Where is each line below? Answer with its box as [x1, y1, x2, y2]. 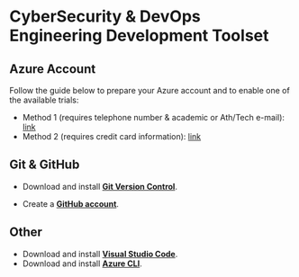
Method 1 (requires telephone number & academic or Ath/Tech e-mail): [22, 112, 285, 122]
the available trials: [9, 94, 79, 105]
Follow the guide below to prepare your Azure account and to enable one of [9, 85, 290, 95]
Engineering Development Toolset [9, 25, 269, 46]
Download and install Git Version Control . [22, 181, 178, 192]
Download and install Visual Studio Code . [22, 248, 178, 259]
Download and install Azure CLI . [22, 258, 142, 269]
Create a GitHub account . [22, 198, 120, 209]
